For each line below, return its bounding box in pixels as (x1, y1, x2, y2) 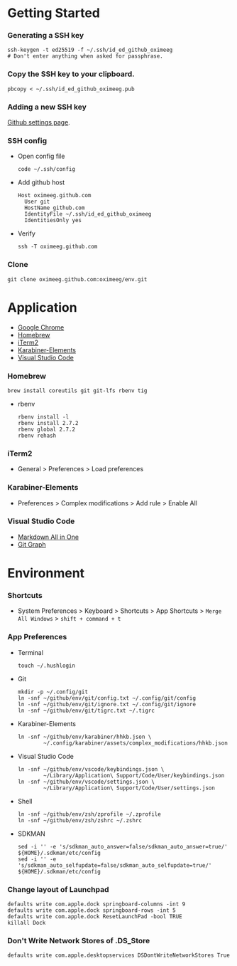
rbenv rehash (17, 432, 57, 439)
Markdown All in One (17, 532, 79, 541)
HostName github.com (24, 204, 85, 211)
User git (24, 198, 50, 206)
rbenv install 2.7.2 (17, 419, 79, 426)
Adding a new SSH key (7, 102, 87, 112)
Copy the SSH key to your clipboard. (7, 69, 135, 79)
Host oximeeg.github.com (17, 192, 92, 199)
